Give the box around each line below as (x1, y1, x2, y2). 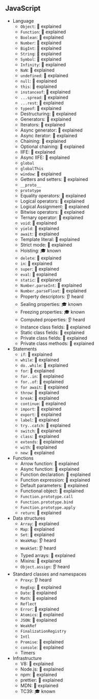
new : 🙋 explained (20, 449, 55, 455)
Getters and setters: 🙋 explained (20, 176, 88, 182)
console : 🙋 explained (20, 644, 64, 650)
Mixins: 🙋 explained (20, 558, 62, 564)
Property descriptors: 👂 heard (20, 293, 84, 300)
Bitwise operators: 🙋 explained (20, 209, 85, 215)
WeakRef (20, 623, 37, 629)
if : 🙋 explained (20, 351, 53, 357)
